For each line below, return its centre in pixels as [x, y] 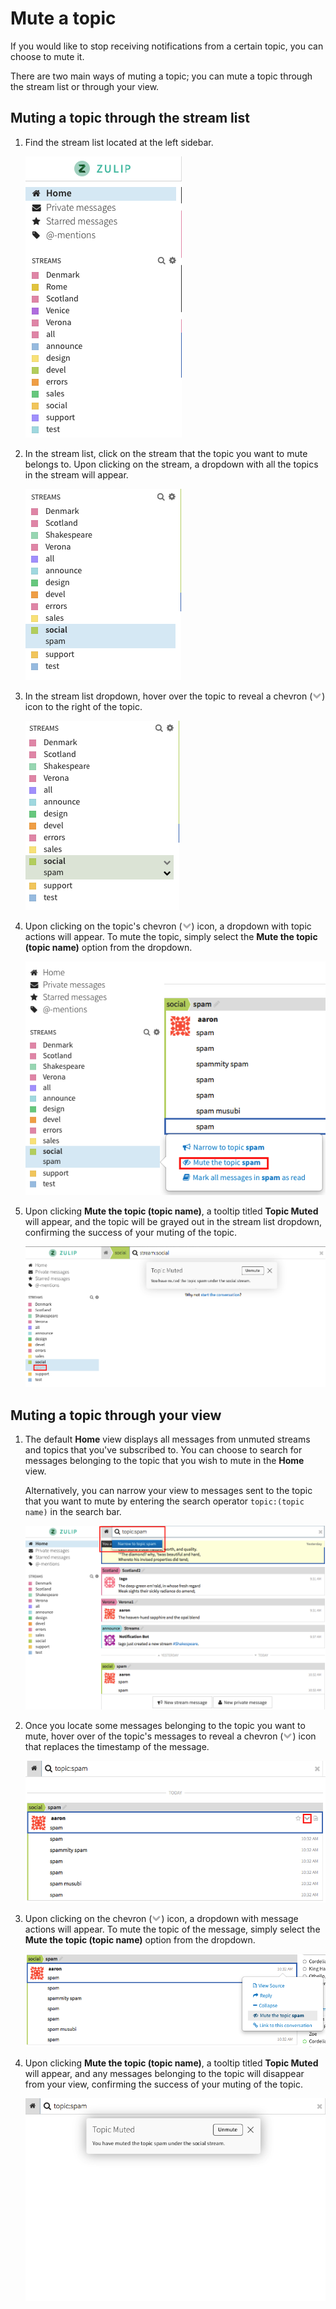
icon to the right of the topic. [83, 706]
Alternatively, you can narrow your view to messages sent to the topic [168, 1491]
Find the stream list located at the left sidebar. [119, 142]
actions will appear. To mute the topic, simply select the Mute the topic [171, 936]
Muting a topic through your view [116, 1415]
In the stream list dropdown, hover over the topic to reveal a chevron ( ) [175, 696]
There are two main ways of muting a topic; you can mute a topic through [161, 76]
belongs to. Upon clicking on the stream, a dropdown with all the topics [171, 464]
